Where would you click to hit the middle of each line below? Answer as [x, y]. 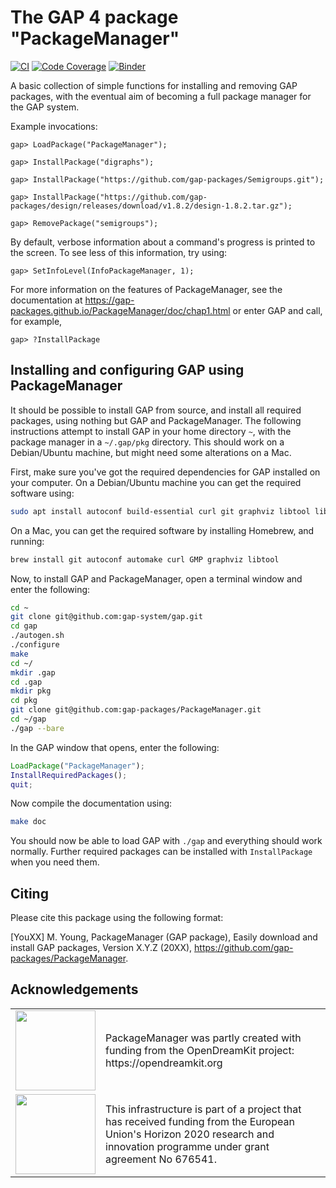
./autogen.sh [37, 636]
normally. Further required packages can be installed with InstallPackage [161, 852]
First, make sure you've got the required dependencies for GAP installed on [165, 472]
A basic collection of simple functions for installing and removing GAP [154, 85]
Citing [29, 893]
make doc [28, 822]
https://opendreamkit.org [164, 1063]
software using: [42, 493]
